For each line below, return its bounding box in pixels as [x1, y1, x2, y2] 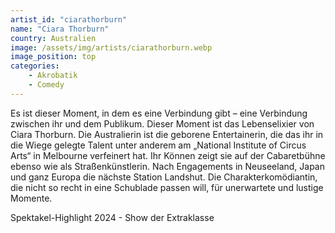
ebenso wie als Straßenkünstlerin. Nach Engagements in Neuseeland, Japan [10, 160, 326, 172]
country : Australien [10, 33, 97, 43]
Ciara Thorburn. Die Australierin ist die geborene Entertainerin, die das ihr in [10, 128, 324, 140]
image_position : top [10, 52, 97, 62]
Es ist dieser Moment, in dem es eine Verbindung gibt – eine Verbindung [10, 107, 308, 119]
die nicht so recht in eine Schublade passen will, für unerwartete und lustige [10, 181, 324, 193]
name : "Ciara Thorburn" [10, 24, 110, 34]
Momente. [10, 192, 53, 204]
